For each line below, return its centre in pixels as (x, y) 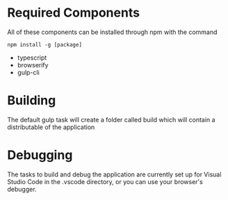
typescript (32, 58)
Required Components (74, 13)
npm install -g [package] (44, 44)
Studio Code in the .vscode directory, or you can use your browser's (105, 181)
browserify (33, 65)
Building (32, 100)
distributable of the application (51, 127)
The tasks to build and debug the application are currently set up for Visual (114, 174)
